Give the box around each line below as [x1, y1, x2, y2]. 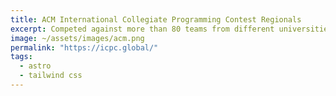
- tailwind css [19, 71, 83, 81]
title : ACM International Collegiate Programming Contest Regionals [10, 14, 302, 25]
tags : [10, 52, 33, 62]
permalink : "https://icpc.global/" [10, 42, 159, 53]
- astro [19, 61, 52, 71]
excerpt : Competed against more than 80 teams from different [10, 24, 275, 34]
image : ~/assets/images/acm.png [10, 33, 145, 43]
